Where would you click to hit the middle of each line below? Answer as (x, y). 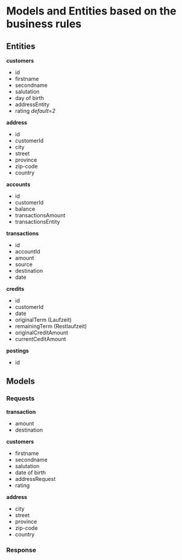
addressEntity (32, 104)
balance (25, 209)
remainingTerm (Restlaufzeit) (51, 326)
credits (15, 289)
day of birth (29, 98)
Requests (20, 398)
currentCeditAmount (40, 339)
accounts (18, 184)
